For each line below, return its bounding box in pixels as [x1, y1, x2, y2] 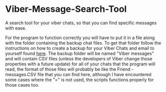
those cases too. [5, 82, 39, 88]
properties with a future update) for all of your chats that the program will [5, 61, 156, 67]
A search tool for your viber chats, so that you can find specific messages [5, 20, 157, 26]
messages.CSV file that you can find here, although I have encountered [5, 71, 152, 77]
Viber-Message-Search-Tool [5, 3, 127, 15]
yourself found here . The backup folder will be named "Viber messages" [5, 50, 154, 56]
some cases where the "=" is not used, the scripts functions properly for [5, 77, 154, 83]
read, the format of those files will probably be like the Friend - [5, 66, 134, 72]
